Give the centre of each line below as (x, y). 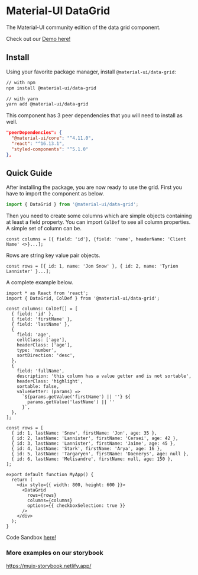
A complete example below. (40, 282)
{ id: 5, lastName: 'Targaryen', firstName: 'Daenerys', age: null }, (100, 454)
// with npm (21, 82)
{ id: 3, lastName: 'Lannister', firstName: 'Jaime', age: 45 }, (94, 444)
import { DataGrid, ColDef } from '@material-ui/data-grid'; (83, 298)
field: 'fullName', (41, 371)
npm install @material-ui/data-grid (51, 88)
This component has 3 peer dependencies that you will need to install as (95, 115)
